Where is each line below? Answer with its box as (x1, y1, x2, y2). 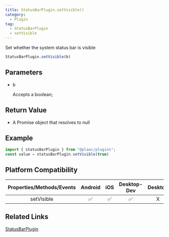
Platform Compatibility (5, 166, 78, 174)
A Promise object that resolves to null (12, 119, 90, 125)
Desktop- (119, 181, 143, 188)
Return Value (5, 106, 47, 115)
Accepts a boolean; (12, 91, 53, 97)
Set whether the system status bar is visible (5, 45, 96, 50)
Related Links (5, 212, 49, 221)
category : (5, 12, 26, 17)
